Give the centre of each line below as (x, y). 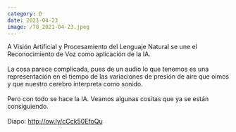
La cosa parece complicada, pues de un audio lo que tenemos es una (108, 69)
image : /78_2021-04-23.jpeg (49, 27)
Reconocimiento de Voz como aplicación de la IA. (79, 54)
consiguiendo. (28, 107)
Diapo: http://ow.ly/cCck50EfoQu (55, 121)
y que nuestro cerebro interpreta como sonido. (75, 84)
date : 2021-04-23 (33, 20)
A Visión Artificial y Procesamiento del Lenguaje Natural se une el (102, 47)
